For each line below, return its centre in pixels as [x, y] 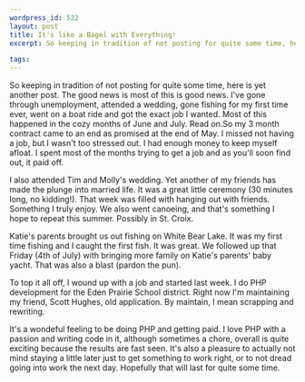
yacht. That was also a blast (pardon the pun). [95, 265]
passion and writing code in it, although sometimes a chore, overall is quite [149, 339]
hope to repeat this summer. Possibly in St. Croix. [101, 219]
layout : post [34, 26]
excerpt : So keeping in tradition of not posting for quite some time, [148, 43]
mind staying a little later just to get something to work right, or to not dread [151, 358]
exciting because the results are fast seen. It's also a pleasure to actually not [152, 348]
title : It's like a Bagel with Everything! [93, 34]
